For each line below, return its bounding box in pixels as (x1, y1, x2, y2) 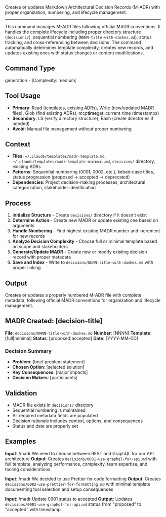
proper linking (12, 264, 41, 271)
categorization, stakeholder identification (12, 185, 96, 191)
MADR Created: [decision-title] (5, 317, 103, 325)
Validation (5, 389, 37, 397)
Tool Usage (5, 91, 41, 100)
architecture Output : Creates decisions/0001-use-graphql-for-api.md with (5, 456, 157, 462)
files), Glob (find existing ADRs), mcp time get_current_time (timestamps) (12, 110, 159, 116)
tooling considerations (5, 466, 51, 472)
